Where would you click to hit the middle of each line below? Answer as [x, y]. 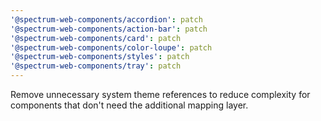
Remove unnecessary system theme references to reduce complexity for [160, 94]
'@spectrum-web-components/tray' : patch [96, 66]
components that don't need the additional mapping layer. [129, 105]
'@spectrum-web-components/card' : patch [96, 38]
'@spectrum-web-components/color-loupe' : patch [111, 47]
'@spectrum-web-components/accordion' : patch [106, 19]
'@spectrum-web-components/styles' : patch [100, 57]
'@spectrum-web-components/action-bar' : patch [109, 29]
